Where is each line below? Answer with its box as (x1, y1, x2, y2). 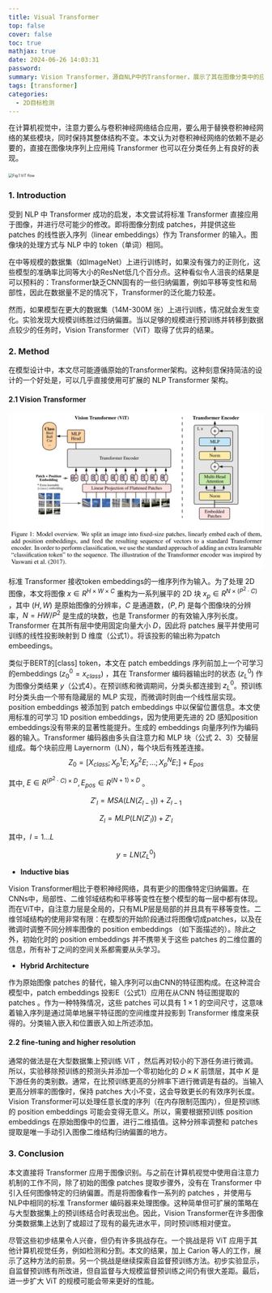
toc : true (8, 39, 42, 47)
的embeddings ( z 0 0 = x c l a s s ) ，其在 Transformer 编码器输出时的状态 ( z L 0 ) (8, 668, 254, 681)
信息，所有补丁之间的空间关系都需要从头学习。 (8, 945, 164, 955)
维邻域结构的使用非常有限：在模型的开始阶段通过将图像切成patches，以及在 (8, 914, 262, 924)
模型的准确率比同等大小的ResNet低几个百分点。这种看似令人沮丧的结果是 (15, 267, 260, 277)
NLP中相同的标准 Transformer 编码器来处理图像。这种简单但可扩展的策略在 (8, 1197, 259, 1208)
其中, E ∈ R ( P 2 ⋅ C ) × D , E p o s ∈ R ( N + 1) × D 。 (8, 775, 150, 790)
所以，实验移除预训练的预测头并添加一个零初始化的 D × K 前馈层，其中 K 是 (8, 1067, 259, 1076)
